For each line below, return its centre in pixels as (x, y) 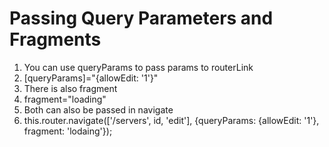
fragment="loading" (65, 99)
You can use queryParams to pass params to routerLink (138, 67)
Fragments (55, 39)
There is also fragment (70, 88)
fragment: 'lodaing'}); (68, 131)
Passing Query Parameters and (141, 18)
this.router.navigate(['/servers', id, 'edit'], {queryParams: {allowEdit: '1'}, (171, 120)
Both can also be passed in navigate (98, 109)
